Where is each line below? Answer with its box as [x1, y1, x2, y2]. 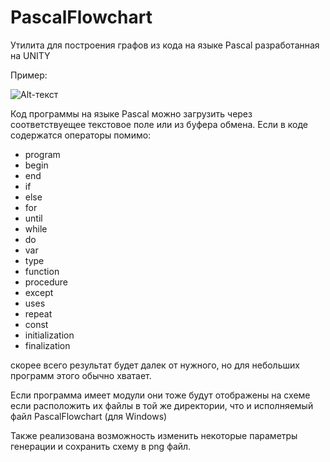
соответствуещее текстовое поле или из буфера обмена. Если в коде [10, 118, 308, 130]
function [24, 265, 60, 277]
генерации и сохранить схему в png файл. [10, 440, 192, 452]
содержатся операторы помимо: [10, 129, 152, 141]
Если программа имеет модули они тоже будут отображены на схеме [10, 389, 311, 401]
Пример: [10, 69, 48, 81]
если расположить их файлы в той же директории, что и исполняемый [10, 399, 314, 411]
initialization [24, 329, 75, 341]
